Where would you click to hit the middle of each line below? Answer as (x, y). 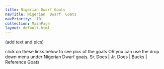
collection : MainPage (28, 23)
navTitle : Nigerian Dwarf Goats (41, 14)
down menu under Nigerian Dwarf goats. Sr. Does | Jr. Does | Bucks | (76, 57)
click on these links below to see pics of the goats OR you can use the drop (82, 52)
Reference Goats (22, 62)
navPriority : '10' (24, 19)
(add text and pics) (24, 42)
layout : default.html (28, 28)
